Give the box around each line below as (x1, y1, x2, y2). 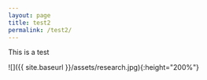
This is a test (8, 48, 50, 57)
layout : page (8, 11, 51, 20)
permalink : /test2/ (8, 26, 72, 34)
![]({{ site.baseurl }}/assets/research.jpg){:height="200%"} (8, 63, 199, 72)
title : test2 (8, 19, 51, 27)
